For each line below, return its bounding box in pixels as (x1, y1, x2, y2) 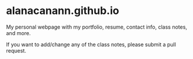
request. (6, 47, 26, 54)
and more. (6, 29, 31, 36)
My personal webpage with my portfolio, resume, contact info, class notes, (6, 23, 187, 30)
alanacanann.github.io (6, 4, 119, 18)
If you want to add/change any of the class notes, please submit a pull (6, 41, 177, 48)
